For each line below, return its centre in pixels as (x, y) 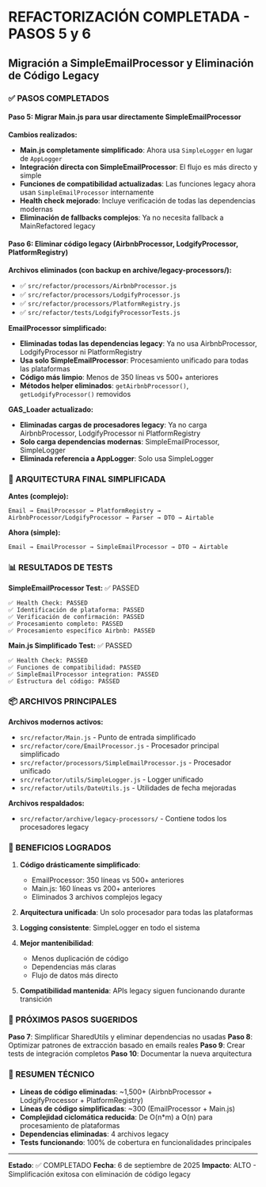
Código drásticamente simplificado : (80, 865)
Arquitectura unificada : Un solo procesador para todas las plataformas (136, 912)
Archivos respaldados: (46, 803)
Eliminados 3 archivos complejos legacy (97, 897)
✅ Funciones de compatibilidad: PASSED (74, 667)
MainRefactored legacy (57, 225)
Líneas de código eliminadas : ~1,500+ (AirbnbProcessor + (116, 1092)
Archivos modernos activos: (56, 721)
